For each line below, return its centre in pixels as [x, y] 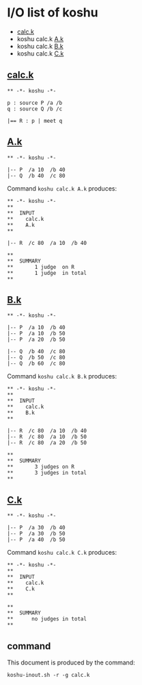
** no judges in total [47, 619]
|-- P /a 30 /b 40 [37, 528]
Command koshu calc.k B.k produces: [62, 376]
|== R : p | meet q [35, 121]
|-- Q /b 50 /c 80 [37, 358]
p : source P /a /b [35, 103]
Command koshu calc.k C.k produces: [62, 553]
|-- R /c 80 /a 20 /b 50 [47, 443]
